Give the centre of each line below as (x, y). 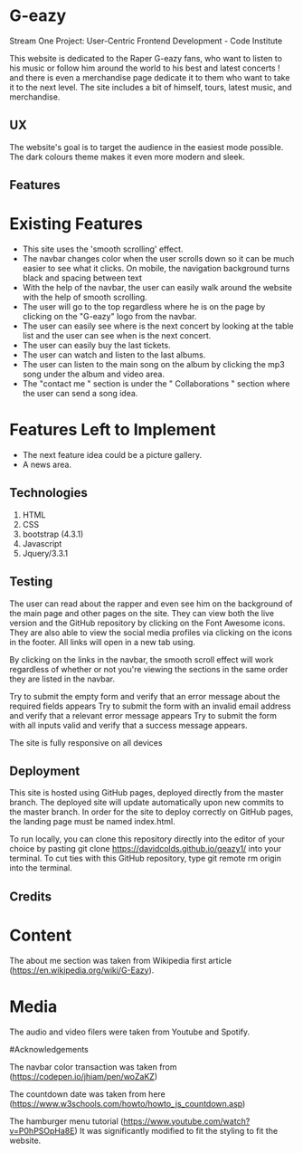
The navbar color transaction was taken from (94, 1067)
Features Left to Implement (113, 430)
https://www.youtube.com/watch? (187, 1121)
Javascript (42, 543)
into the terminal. (41, 868)
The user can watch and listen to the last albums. (114, 355)
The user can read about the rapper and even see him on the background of (151, 604)
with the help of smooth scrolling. (85, 297)
